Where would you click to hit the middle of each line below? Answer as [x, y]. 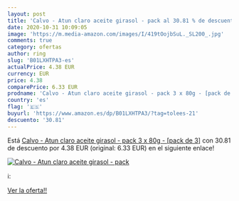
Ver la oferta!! [27, 190]
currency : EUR [28, 73]
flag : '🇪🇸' [25, 107]
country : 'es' [28, 100]
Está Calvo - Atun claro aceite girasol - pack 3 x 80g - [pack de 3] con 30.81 [119, 140]
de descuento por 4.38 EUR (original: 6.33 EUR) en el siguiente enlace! [111, 148]
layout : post [27, 14]
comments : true [30, 41]
